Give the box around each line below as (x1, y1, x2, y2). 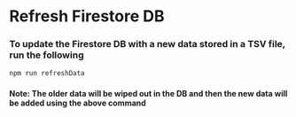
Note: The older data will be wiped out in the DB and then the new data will (9, 88, 288, 98)
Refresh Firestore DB (9, 6, 166, 27)
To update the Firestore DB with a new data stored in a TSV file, (9, 38, 286, 51)
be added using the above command (9, 97, 146, 108)
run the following (9, 49, 84, 61)
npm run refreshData (9, 69, 86, 78)
